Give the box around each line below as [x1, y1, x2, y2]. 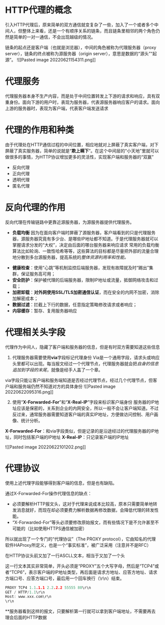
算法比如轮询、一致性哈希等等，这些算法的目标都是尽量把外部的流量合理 [12, 248, 159, 254]
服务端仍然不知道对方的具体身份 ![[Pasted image [18, 383, 116, 389]
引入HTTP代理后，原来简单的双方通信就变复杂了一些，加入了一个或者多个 [5, 22, 155, 28]
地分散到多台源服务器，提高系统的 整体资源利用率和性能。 [12, 254, 129, 260]
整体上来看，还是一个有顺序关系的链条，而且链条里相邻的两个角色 [22, 28, 156, 33]
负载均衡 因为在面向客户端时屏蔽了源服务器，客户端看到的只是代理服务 [12, 229, 156, 235]
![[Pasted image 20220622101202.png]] [5, 444, 86, 450]
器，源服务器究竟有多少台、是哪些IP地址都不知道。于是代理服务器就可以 [12, 236, 159, 242]
